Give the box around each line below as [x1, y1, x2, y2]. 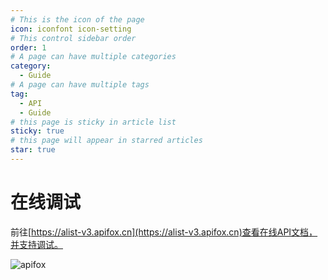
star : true [10, 145, 56, 155]
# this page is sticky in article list [10, 117, 177, 127]
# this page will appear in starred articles [10, 136, 203, 146]
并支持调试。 [10, 238, 63, 250]
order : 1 [10, 42, 47, 53]
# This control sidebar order [10, 33, 137, 43]
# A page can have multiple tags [10, 80, 150, 90]
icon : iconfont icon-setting [10, 24, 132, 34]
